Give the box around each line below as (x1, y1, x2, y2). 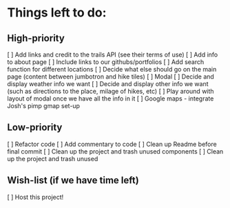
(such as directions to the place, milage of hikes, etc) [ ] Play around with (7, 87, 215, 95)
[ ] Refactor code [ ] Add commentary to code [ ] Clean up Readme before (7, 140, 217, 148)
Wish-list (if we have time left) (7, 174, 139, 187)
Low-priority (7, 122, 63, 134)
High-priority (7, 32, 65, 44)
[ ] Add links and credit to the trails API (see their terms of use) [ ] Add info (7, 50, 218, 59)
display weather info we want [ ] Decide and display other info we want (7, 80, 209, 87)
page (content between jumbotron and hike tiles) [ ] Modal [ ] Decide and (7, 72, 215, 81)
